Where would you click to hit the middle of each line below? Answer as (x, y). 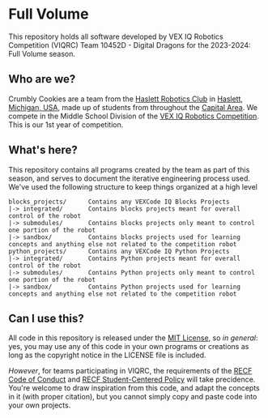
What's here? (43, 150)
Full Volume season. (42, 53)
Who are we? (42, 79)
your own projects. (40, 405)
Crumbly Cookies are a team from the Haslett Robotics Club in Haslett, (126, 99)
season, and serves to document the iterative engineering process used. (130, 178)
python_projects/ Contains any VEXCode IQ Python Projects (119, 251)
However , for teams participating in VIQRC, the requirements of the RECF (130, 371)
